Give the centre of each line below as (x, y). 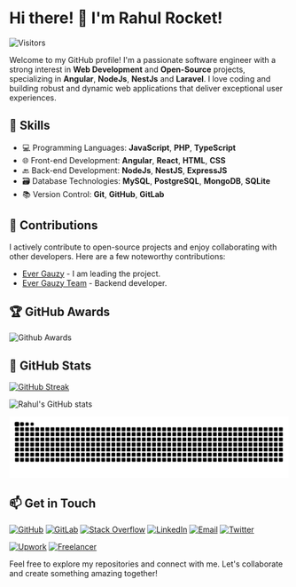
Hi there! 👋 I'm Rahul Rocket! (116, 18)
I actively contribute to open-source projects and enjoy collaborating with (143, 247)
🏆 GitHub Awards (60, 311)
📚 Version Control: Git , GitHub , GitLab (93, 194)
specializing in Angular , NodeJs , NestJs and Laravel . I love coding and (140, 78)
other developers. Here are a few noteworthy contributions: (117, 256)
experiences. (33, 98)
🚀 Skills (30, 126)
